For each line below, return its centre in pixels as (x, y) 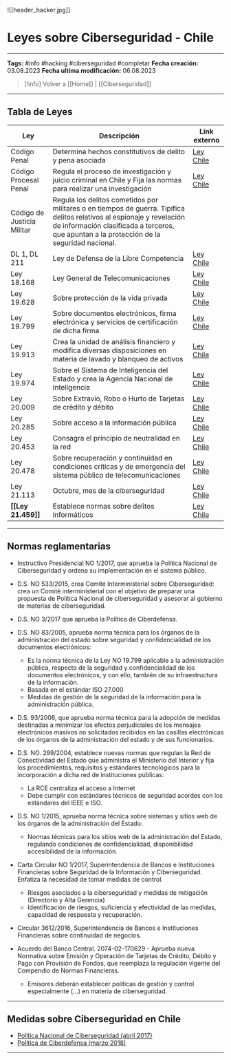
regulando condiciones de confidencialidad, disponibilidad (110, 844)
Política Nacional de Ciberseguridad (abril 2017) (85, 1036)
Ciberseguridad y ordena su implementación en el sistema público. (112, 570)
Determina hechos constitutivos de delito (119, 151)
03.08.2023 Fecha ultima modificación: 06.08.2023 (81, 70)
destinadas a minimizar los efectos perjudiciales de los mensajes (109, 725)
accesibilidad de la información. (73, 851)
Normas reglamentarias (59, 547)
